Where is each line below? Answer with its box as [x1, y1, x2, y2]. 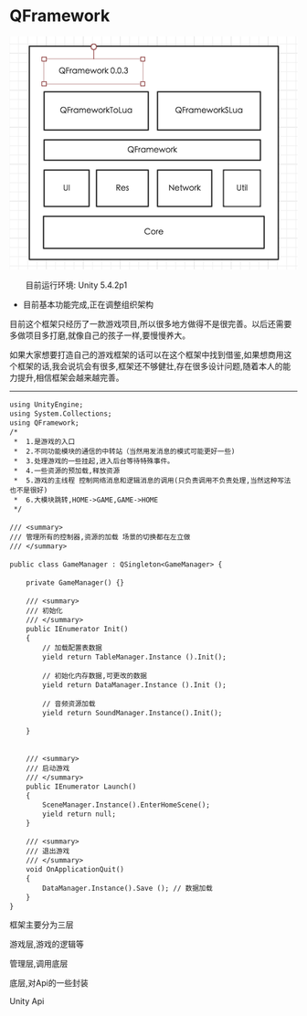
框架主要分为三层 [9, 919, 74, 930]
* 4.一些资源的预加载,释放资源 [13, 466, 121, 475]
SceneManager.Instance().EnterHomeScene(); [42, 800, 210, 810]
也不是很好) [9, 485, 48, 494]
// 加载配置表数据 [42, 643, 102, 652]
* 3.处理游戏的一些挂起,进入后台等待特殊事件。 [13, 456, 175, 466]
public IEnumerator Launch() [26, 782, 137, 791]
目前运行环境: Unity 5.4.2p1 [26, 280, 128, 291]
